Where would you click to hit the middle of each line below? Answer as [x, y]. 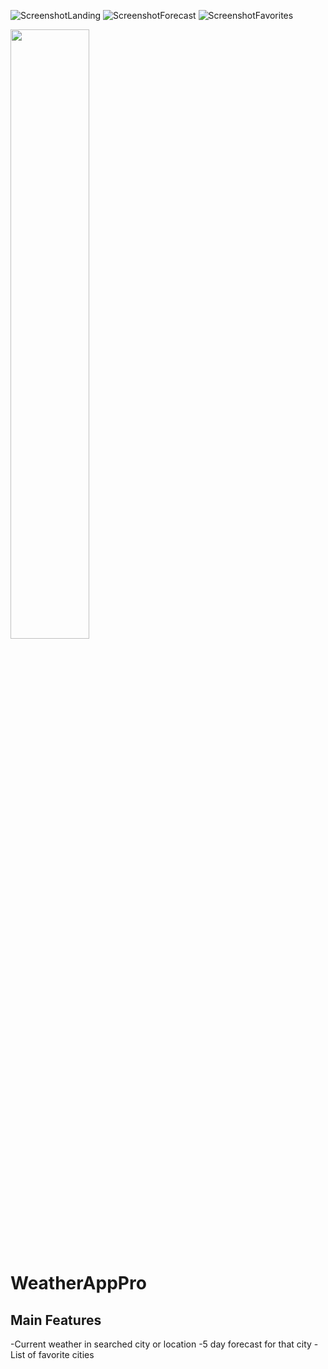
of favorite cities [61, 1354]
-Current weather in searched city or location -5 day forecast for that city [161, 1344]
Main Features [56, 1320]
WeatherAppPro [78, 1283]
